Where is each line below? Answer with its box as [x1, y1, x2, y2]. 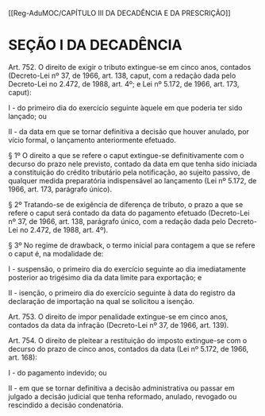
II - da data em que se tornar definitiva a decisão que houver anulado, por [8, 126, 250, 136]
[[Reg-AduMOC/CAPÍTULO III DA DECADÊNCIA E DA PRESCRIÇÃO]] [8, 9, 231, 17]
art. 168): [8, 352, 38, 362]
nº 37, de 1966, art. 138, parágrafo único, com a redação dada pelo [8, 216, 226, 226]
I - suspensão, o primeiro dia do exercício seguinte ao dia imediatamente [8, 264, 246, 274]
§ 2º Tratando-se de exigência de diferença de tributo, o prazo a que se [8, 199, 244, 209]
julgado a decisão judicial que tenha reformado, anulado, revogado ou [8, 391, 237, 401]
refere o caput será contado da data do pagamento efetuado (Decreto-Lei [8, 208, 250, 218]
